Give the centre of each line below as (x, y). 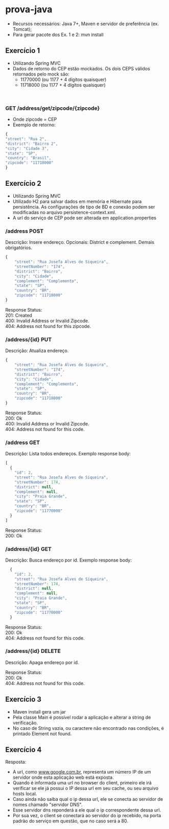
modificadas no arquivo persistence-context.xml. (64, 212)
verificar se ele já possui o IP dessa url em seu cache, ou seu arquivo (86, 788)
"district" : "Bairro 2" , (32, 144)
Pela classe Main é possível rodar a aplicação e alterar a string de (82, 717)
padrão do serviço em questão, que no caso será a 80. (70, 821)
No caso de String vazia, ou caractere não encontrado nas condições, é (88, 728)
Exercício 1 (23, 51)
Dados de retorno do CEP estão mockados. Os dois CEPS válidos (81, 68)
